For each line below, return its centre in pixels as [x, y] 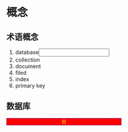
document [28, 66]
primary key [30, 85]
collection [27, 60]
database [27, 52]
